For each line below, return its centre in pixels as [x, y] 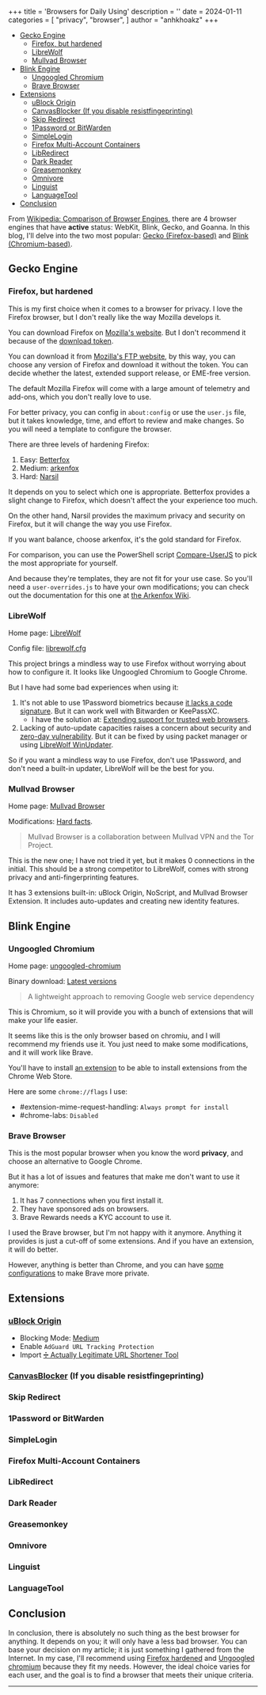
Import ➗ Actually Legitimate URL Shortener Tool [99, 1355]
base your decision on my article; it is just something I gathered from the [126, 1649]
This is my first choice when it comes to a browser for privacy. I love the [125, 309]
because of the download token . [61, 340]
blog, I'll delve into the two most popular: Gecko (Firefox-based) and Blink [129, 236]
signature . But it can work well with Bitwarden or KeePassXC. [120, 711]
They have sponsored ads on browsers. [84, 1209]
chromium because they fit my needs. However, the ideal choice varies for [129, 1666]
